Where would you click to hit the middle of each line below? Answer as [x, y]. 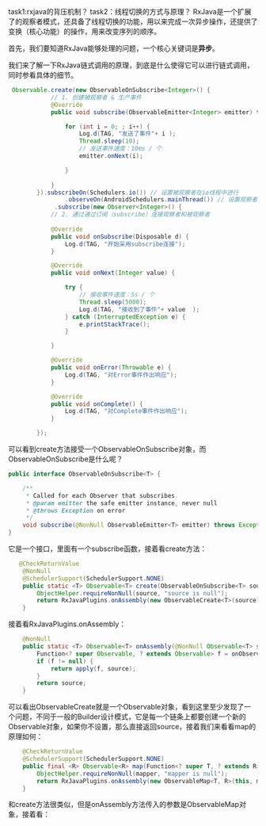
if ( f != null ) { [65, 661]
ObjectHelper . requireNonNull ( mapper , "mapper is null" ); [132, 774]
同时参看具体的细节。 [43, 75]
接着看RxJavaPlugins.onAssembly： [67, 624]
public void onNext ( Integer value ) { [113, 273]
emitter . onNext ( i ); [111, 156]
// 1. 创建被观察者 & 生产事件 [96, 98]
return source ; [62, 683]
